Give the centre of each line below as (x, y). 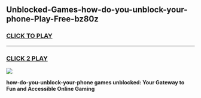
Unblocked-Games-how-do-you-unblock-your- (97, 10)
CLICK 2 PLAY (27, 58)
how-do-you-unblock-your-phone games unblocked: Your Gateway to (95, 82)
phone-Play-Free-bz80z (52, 19)
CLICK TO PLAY (29, 36)
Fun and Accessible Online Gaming (51, 88)
